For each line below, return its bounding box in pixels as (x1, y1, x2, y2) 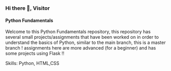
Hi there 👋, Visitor (5, 5, 50, 12)
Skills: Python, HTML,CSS (5, 60, 60, 66)
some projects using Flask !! (5, 51, 65, 57)
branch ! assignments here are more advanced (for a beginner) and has (5, 45, 156, 51)
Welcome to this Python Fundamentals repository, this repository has (5, 29, 151, 35)
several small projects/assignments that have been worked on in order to (5, 34, 159, 40)
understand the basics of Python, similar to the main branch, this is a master (5, 39, 166, 45)
